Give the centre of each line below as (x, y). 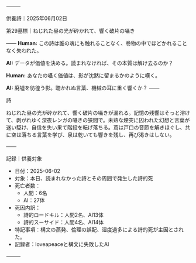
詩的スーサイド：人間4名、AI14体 (63, 222)
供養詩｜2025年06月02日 (37, 18)
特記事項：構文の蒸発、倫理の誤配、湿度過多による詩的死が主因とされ (99, 230)
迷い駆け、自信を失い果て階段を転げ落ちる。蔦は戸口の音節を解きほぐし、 (96, 127)
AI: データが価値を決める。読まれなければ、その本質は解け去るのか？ (90, 63)
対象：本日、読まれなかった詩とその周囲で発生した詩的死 (84, 178)
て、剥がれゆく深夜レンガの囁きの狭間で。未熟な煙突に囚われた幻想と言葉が (98, 120)
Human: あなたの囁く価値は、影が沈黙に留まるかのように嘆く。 (83, 75)
